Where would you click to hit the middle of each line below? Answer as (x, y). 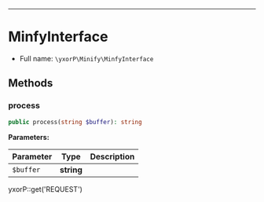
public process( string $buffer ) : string (75, 122)
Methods (31, 83)
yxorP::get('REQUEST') (45, 189)
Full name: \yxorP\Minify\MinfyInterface (86, 58)
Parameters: (29, 137)
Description (112, 156)
